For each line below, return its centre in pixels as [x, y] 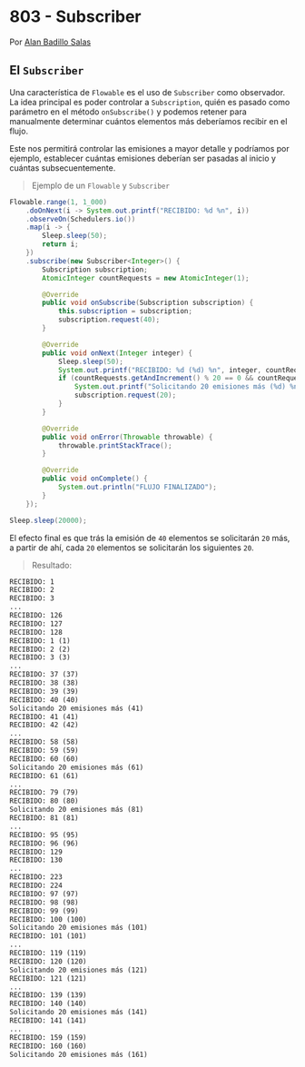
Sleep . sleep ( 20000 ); [49, 520]
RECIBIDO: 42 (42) [44, 725]
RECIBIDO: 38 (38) [44, 683]
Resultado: [52, 565]
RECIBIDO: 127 [36, 624]
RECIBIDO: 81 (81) [44, 818]
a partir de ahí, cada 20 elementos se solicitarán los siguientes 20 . [132, 548]
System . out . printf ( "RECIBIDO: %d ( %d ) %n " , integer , [159, 370]
